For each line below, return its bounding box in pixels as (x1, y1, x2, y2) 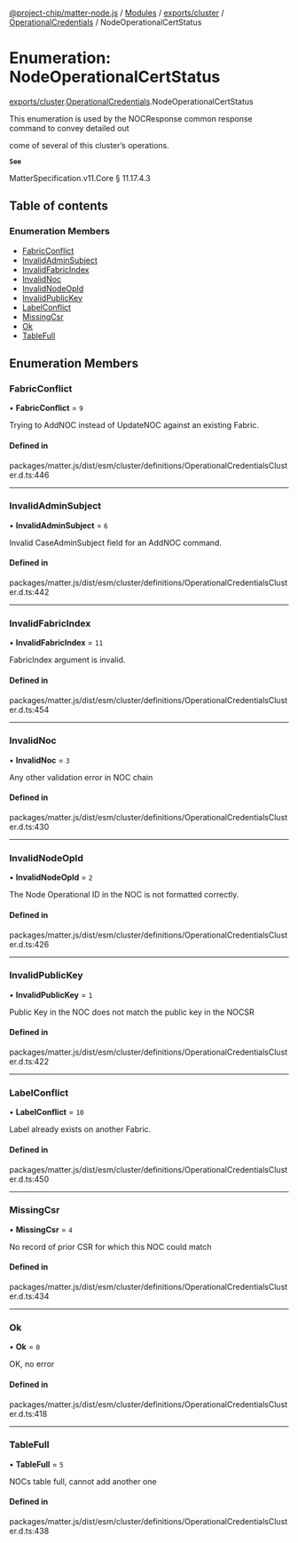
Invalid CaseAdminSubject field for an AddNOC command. (9, 537, 222, 548)
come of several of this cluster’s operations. (9, 139, 170, 150)
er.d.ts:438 (9, 1526, 50, 1537)
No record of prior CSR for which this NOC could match (9, 1241, 212, 1252)
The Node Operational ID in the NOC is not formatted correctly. (9, 890, 239, 900)
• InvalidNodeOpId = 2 (9, 872, 93, 882)
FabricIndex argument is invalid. (9, 654, 126, 665)
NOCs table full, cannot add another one (9, 1476, 157, 1486)
